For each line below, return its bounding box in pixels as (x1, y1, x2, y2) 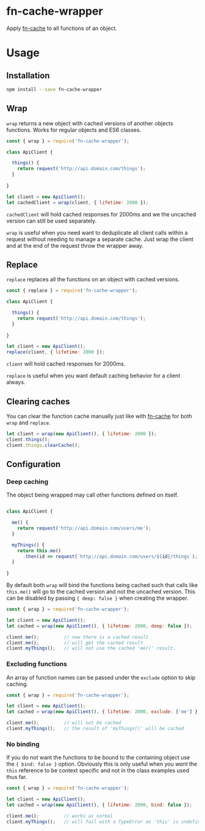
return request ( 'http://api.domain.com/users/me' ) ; (17, 525, 151, 531)
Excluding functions (6, 660, 67, 668)
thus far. (6, 774, 27, 781)
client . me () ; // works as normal (6, 813, 113, 819)
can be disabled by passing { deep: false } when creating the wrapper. (6, 594, 189, 602)
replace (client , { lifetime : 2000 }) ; (6, 349, 105, 355)
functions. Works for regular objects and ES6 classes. (6, 126, 142, 133)
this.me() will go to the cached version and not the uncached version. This (6, 588, 195, 596)
